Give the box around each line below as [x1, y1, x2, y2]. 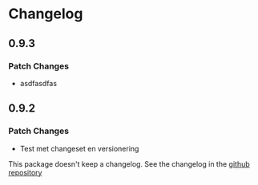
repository [8, 167, 42, 177]
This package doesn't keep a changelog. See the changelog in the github [8, 159, 250, 168]
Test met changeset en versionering [19, 144, 139, 153]
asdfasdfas [19, 78, 58, 88]
